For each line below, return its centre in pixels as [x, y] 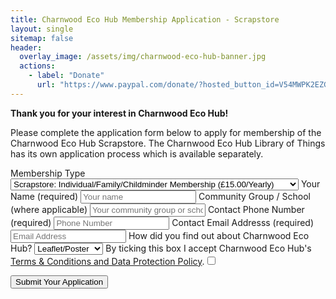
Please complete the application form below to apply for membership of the [166, 132]
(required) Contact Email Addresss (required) [162, 222]
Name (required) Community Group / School [160, 196]
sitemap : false [42, 38]
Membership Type [48, 173]
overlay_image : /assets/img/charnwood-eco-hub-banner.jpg [143, 57]
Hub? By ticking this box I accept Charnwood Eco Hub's [161, 248]
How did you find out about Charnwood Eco [219, 235]
